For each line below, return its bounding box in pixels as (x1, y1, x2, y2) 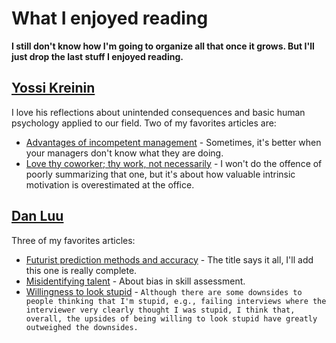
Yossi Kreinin (11, 80, 96, 97)
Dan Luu (11, 208, 64, 225)
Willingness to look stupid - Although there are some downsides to (25, 285, 303, 297)
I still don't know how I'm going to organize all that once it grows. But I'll (11, 40, 315, 52)
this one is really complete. (25, 264, 138, 276)
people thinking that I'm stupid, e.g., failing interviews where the (25, 296, 327, 306)
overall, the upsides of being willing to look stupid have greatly (25, 313, 318, 324)
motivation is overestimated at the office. (25, 178, 195, 191)
